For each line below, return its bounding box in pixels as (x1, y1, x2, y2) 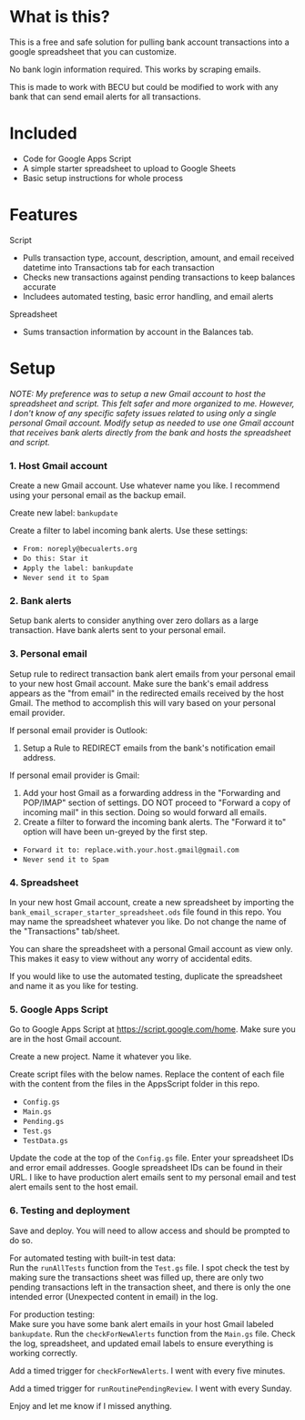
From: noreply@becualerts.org (22, 545, 138, 554)
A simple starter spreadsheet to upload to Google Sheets (22, 162, 237, 174)
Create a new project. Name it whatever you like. (9, 1051, 192, 1062)
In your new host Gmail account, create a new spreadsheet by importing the (9, 896, 294, 907)
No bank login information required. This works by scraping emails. (9, 64, 261, 75)
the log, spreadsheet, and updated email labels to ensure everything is (9, 1337, 274, 1349)
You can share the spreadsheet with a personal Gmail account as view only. (9, 943, 293, 954)
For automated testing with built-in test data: (9, 1252, 176, 1263)
